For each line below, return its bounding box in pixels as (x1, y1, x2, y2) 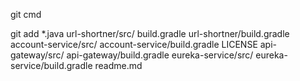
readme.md (94, 60, 143, 71)
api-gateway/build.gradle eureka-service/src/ (66, 49, 254, 61)
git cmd (10, 9, 42, 20)
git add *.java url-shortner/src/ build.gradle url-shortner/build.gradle (10, 28, 290, 39)
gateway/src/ (10, 49, 65, 61)
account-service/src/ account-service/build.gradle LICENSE (10, 39, 258, 50)
